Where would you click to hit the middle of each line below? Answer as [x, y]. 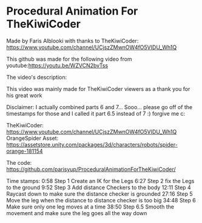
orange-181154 [25, 151]
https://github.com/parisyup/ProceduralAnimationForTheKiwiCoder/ [91, 169]
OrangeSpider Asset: [32, 138]
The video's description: [37, 77]
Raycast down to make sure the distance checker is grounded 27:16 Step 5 [99, 194]
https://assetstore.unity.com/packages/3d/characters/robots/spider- [92, 144]
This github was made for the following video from [69, 59]
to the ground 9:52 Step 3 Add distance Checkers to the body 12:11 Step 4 [99, 187]
